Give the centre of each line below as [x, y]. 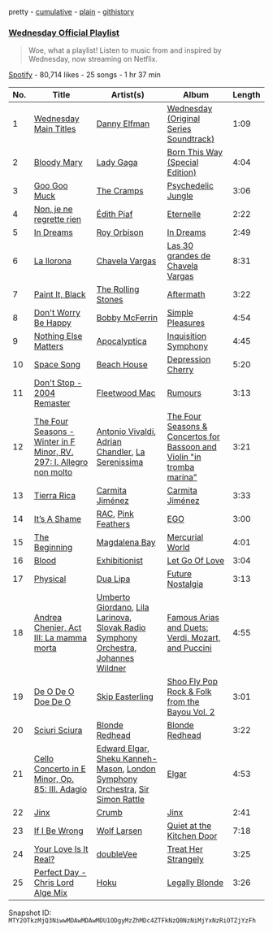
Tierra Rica [54, 496]
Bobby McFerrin [127, 318]
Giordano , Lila [123, 607]
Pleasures [186, 323]
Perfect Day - [60, 873]
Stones [110, 300]
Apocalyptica [122, 341]
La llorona [52, 261]
